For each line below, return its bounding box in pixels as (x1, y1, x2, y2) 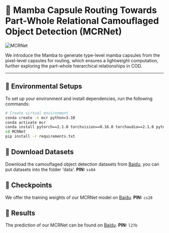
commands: (5, 100, 30, 107)
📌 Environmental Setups (5, 82, 82, 91)
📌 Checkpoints (5, 181, 52, 190)
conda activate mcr (5, 120, 46, 125)
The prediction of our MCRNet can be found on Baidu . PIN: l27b (5, 222, 138, 228)
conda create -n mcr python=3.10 (5, 115, 75, 120)
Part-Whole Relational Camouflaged (5, 15, 159, 27)
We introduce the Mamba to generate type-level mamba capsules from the (5, 52, 160, 58)
